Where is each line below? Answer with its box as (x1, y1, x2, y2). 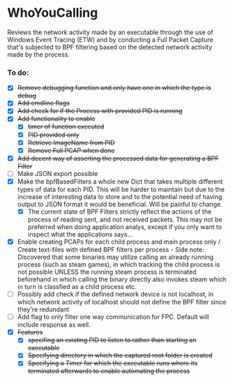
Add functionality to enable (17, 115, 96, 123)
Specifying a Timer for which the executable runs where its (27, 359, 198, 367)
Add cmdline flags (17, 99, 70, 108)
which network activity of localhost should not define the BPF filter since (17, 298, 227, 307)
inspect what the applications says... (27, 230, 133, 238)
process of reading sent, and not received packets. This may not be (27, 215, 223, 223)
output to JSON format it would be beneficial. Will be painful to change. (17, 200, 223, 208)
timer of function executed (27, 122, 105, 131)
